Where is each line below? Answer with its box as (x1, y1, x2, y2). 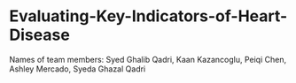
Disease (9, 25, 71, 45)
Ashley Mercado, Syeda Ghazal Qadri (9, 64, 146, 74)
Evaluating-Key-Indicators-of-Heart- (9, 6, 288, 26)
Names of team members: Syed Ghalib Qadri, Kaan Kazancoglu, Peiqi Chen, (9, 54, 286, 64)
